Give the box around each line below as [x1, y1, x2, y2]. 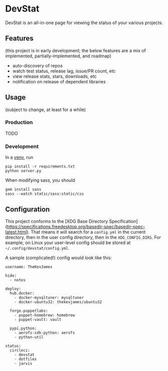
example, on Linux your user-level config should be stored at [5, 239, 131, 245]
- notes [10, 277, 26, 283]
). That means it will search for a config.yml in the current [27, 229, 146, 235]
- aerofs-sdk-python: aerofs [14, 330, 75, 335]
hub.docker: [10, 291, 35, 296]
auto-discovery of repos [12, 62, 63, 68]
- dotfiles [14, 356, 37, 361]
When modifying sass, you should [5, 177, 75, 183]
